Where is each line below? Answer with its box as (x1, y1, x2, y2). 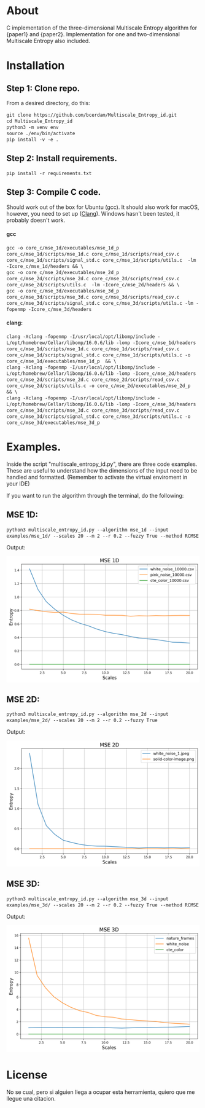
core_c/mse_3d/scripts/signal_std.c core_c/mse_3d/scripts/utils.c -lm (6, 300, 193, 306)
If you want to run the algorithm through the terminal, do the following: (6, 492, 184, 499)
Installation (6, 59, 65, 73)
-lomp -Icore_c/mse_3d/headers (116, 401, 196, 407)
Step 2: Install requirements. (6, 153, 118, 163)
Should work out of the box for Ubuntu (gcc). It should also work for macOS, (6, 203, 199, 211)
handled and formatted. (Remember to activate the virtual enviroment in (6, 473, 188, 481)
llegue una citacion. (6, 1094, 56, 1102)
